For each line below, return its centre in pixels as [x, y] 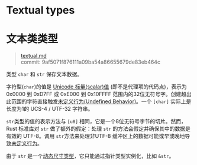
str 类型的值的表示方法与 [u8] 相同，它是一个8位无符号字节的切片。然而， [96, 121]
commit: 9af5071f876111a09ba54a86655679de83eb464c [91, 62]
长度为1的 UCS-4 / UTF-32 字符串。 [50, 109]
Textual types [41, 10]
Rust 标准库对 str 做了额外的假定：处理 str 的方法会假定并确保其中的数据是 [98, 129]
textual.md [33, 56]
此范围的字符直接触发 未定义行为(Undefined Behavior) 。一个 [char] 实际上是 [99, 101]
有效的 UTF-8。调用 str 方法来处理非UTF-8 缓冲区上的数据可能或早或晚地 [96, 136]
